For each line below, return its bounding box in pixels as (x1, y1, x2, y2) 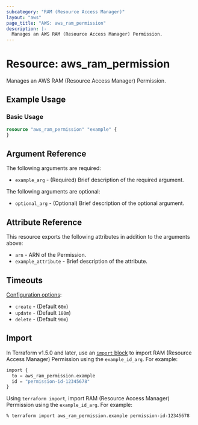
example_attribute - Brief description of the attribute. (14, 257, 147, 265)
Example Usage (6, 95, 66, 105)
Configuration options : (6, 291, 62, 298)
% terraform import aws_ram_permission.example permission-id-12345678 (6, 413, 190, 419)
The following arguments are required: (6, 165, 101, 172)
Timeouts (6, 275, 43, 285)
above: (6, 239, 23, 247)
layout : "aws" (6, 14, 42, 20)
